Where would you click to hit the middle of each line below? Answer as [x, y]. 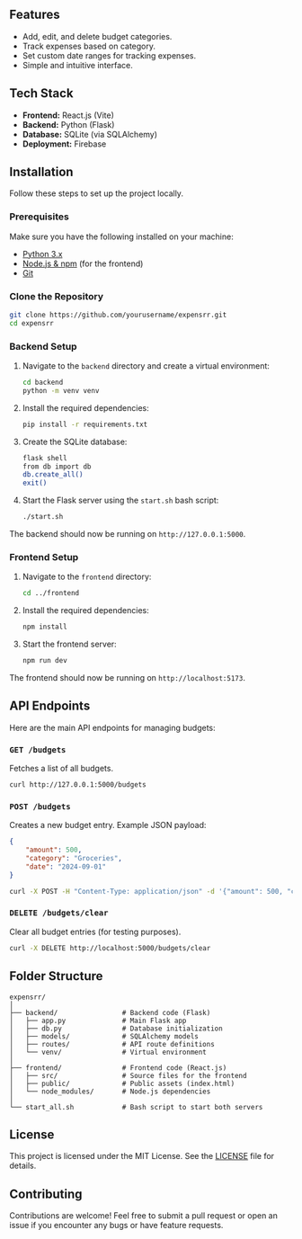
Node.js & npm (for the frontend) [83, 263]
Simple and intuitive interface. [77, 65]
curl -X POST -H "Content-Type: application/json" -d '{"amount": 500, [146, 891]
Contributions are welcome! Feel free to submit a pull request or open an [144, 1216]
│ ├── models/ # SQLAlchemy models [104, 1036]
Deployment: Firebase [64, 144]
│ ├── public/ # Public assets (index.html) [122, 1083]
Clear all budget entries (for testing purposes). [95, 931]
